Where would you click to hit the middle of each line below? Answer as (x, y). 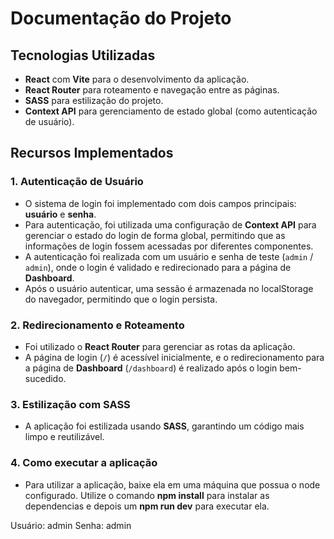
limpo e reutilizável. (64, 437)
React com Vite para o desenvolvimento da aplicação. (137, 79)
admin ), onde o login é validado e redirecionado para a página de (158, 267)
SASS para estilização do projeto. (94, 100)
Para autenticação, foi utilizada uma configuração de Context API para (170, 224)
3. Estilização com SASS (70, 404)
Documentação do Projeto (121, 18)
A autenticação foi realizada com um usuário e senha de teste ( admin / (169, 256)
